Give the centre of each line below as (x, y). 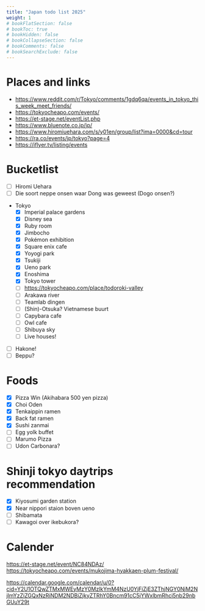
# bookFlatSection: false (39, 23)
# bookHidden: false (33, 35)
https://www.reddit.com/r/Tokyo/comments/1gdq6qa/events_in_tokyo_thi (107, 99)
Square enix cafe (45, 247)
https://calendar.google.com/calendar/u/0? (60, 582)
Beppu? (25, 355)
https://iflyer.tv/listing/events (51, 144)
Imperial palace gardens (55, 212)
